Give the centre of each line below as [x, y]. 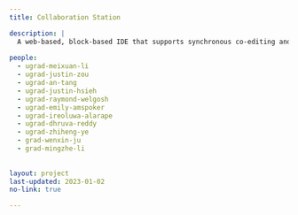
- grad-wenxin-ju [49, 141]
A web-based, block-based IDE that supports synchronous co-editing [146, 42]
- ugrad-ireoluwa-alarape [65, 116]
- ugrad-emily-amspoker [61, 107]
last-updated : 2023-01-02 [57, 181]
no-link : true [35, 190]
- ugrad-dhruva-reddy [57, 124]
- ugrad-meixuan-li [53, 66]
